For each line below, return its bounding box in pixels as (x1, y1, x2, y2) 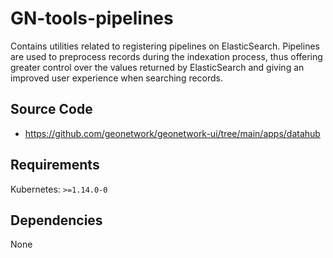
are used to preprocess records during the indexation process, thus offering (10, 50, 323, 62)
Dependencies (10, 212, 103, 229)
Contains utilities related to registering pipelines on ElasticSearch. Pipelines (10, 40, 320, 52)
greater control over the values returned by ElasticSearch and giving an (10, 61, 305, 73)
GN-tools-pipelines (10, 7, 174, 30)
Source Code (10, 101, 93, 118)
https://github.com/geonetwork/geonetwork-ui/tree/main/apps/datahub (24, 127, 321, 139)
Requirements (10, 157, 100, 174)
